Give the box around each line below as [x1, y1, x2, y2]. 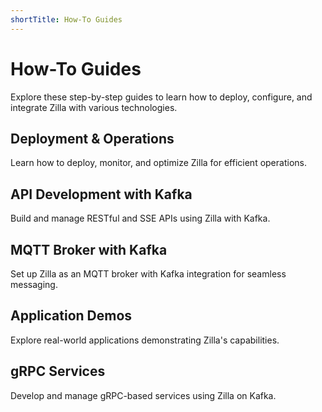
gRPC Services [10, 363, 106, 380]
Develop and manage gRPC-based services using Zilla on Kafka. [10, 389, 277, 401]
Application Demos [10, 307, 133, 325]
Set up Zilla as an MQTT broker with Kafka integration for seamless [10, 268, 287, 280]
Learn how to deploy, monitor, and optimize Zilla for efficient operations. [10, 157, 307, 169]
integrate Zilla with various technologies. [10, 101, 178, 113]
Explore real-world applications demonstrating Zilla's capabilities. [10, 334, 280, 346]
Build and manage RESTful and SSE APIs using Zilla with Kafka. [10, 212, 271, 225]
